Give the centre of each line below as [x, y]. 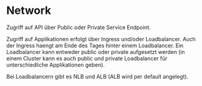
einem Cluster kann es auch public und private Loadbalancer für [87, 58]
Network [29, 11]
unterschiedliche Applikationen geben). [56, 65]
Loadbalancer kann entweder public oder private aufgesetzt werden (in [96, 51]
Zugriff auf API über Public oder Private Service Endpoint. [78, 27]
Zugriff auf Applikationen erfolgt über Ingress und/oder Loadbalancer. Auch [101, 39]
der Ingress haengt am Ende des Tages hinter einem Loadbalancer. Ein [95, 45]
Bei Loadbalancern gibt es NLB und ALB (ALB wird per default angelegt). [97, 76]
